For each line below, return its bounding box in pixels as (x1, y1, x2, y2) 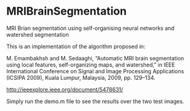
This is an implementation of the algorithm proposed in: (6, 43, 145, 50)
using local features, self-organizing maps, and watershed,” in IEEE (6, 61, 175, 68)
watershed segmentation (6, 30, 69, 38)
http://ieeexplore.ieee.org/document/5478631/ (6, 85, 123, 93)
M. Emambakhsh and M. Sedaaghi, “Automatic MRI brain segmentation (6, 54, 185, 62)
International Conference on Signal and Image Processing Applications (6, 67, 185, 74)
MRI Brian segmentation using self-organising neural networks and (6, 24, 175, 32)
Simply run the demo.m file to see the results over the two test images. (6, 98, 185, 105)
